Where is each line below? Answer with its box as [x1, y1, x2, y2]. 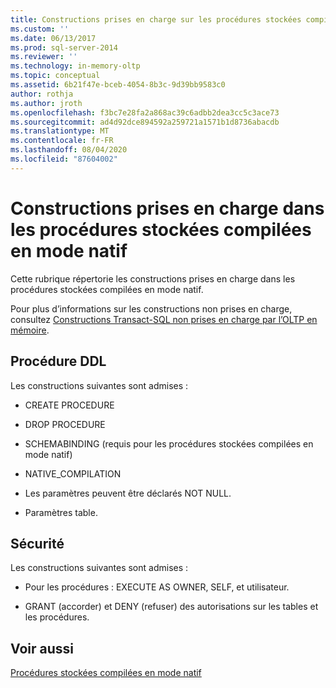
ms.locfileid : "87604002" [10, 154, 118, 164]
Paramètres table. [24, 506, 98, 518]
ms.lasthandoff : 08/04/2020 [10, 145, 128, 155]
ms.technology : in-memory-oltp [10, 61, 141, 71]
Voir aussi [10, 640, 74, 657]
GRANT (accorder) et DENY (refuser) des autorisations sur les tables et [24, 601, 319, 613]
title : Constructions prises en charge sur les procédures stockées [10, 14, 302, 25]
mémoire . [10, 324, 50, 336]
